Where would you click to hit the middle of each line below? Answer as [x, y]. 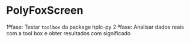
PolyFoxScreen [45, 10]
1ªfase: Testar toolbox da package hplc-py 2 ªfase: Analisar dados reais [95, 27]
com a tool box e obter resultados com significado [69, 33]
